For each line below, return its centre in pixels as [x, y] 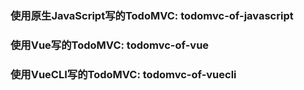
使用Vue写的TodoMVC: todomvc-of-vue [110, 45]
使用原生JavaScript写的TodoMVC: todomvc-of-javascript [152, 15]
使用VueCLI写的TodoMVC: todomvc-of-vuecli [123, 74]
